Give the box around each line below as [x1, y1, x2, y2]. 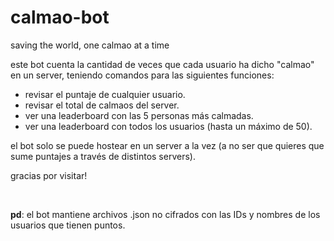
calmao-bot [10, 6, 110, 29]
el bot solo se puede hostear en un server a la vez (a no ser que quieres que [10, 139, 325, 151]
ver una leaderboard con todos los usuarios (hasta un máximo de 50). [24, 120, 313, 132]
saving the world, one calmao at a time [10, 39, 170, 51]
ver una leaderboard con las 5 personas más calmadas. [24, 109, 254, 121]
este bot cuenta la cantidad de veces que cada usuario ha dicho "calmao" [10, 58, 315, 70]
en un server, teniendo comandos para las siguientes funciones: [10, 69, 275, 81]
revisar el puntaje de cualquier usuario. [24, 88, 186, 100]
